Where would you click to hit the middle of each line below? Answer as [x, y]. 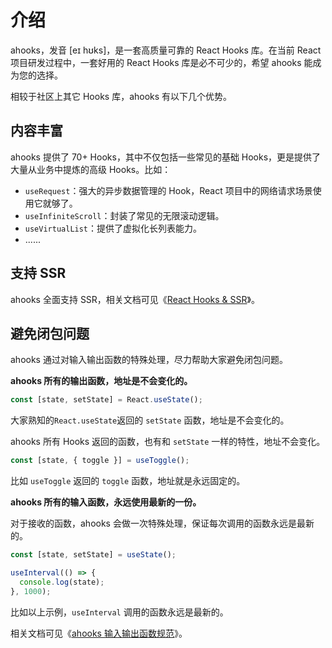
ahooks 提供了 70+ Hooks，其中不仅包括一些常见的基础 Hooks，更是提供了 [166, 157]
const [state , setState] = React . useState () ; [106, 400]
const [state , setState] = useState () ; [93, 555]
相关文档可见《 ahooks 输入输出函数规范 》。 [99, 633]
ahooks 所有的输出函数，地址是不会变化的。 [101, 381]
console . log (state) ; [62, 582]
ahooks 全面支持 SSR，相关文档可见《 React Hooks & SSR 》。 [135, 299]
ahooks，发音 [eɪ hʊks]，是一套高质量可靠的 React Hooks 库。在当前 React [166, 50]
